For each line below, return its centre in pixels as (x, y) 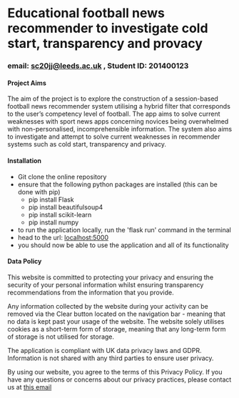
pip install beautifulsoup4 (66, 207)
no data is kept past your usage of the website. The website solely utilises (116, 321)
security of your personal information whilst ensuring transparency (106, 284)
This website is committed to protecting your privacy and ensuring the (111, 277)
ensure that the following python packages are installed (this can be (117, 184)
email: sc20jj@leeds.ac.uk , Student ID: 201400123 (98, 66)
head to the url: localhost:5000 (63, 237)
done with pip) (39, 191)
